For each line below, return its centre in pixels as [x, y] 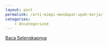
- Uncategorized [32, 24]
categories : [18, 19]
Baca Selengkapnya [26, 38]
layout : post [19, 10]
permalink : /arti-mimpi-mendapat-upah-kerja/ [54, 14]
